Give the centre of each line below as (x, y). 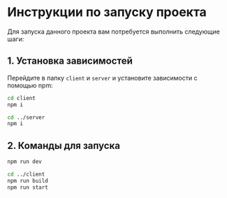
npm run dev (24, 162)
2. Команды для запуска (64, 145)
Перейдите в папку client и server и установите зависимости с (102, 78)
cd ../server (26, 117)
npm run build (28, 181)
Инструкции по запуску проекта (107, 12)
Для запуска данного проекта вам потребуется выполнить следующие (113, 31)
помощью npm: (30, 85)
